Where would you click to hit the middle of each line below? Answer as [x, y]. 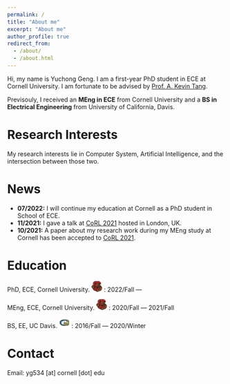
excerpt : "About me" [37, 29]
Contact [31, 353]
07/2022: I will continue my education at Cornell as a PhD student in [115, 208]
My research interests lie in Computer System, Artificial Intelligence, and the [115, 154]
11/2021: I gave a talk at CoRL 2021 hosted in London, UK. [99, 223]
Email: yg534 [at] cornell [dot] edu [56, 372]
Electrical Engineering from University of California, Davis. [91, 106]
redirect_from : [29, 44]
